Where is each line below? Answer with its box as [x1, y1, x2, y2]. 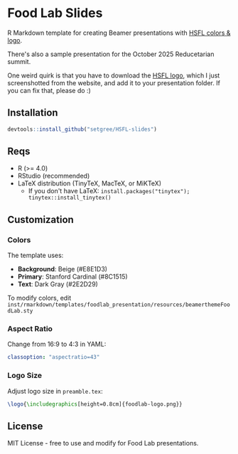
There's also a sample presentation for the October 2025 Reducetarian [7, 50, 215, 58]
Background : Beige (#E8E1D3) [17, 265, 108, 274]
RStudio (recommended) [17, 172, 90, 180]
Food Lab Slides [7, 5, 103, 21]
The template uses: [7, 251, 64, 260]
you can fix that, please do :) [7, 86, 91, 94]
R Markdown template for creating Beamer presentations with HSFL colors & [7, 28, 231, 37]
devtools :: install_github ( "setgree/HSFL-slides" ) [7, 126, 158, 133]
